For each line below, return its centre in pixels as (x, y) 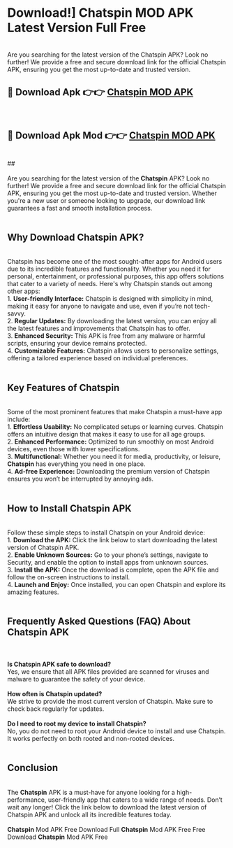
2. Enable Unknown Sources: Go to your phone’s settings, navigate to (108, 555)
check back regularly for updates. (56, 709)
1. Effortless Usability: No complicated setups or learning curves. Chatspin (115, 427)
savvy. (17, 313)
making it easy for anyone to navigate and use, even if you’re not (100, 306)
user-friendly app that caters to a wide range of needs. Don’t (135, 800)
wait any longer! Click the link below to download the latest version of (107, 807)
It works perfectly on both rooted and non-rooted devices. (91, 738)
